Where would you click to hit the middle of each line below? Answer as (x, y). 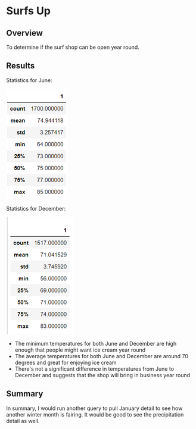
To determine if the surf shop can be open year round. (73, 47)
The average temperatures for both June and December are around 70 (102, 356)
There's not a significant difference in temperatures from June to (94, 369)
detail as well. (23, 421)
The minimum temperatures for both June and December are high (96, 343)
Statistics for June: (29, 80)
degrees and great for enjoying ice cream (66, 362)
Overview (25, 33)
